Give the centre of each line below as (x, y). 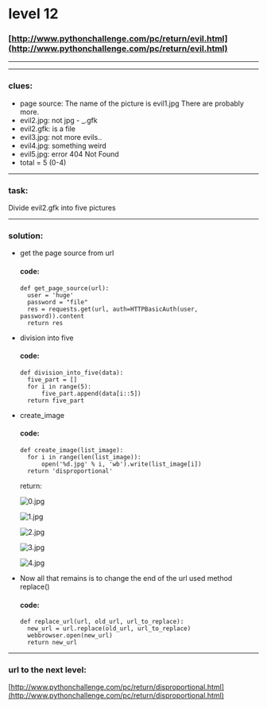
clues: (21, 86)
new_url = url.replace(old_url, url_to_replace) (109, 629)
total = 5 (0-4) (43, 162)
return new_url (52, 643)
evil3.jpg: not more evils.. (61, 137)
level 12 (33, 14)
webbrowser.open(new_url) (70, 636)
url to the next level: (48, 670)
